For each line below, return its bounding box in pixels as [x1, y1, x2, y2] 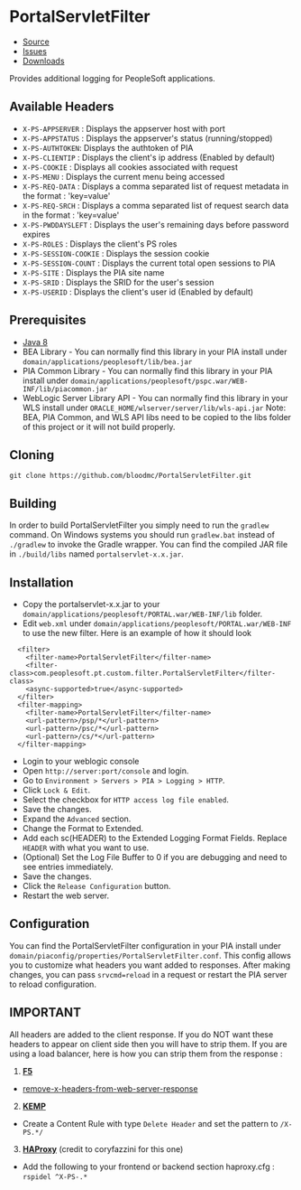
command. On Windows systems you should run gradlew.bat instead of [9, 529, 275, 540]
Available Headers [9, 99, 114, 115]
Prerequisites [9, 313, 87, 328]
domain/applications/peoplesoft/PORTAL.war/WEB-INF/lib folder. [22, 608, 263, 619]
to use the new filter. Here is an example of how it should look [22, 628, 252, 638]
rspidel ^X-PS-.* [22, 1172, 88, 1181]
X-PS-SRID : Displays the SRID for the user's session [22, 276, 214, 287]
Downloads [22, 55, 65, 66]
